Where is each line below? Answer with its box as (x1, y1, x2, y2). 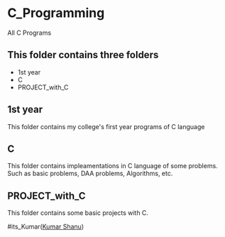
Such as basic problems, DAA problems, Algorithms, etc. (7, 169, 173, 178)
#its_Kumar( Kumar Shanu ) (7, 222, 84, 231)
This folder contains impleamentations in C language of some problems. (7, 162, 218, 170)
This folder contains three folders (7, 49, 159, 61)
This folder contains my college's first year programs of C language (7, 122, 205, 131)
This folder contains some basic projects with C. (7, 209, 149, 217)
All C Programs (7, 28, 52, 37)
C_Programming (7, 5, 105, 21)
